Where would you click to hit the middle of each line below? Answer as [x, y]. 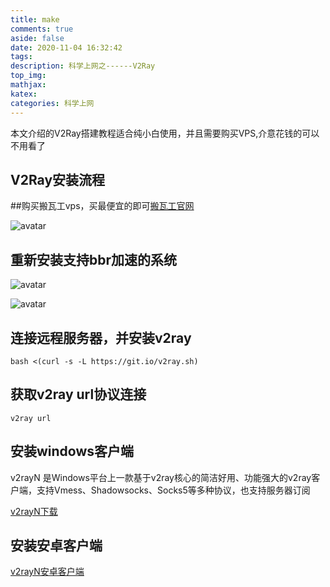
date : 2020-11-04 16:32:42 [66, 47]
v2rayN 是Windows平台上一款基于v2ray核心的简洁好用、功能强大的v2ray [161, 477]
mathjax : [28, 85]
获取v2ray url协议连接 [78, 394]
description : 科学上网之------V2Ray [83, 66]
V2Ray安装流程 [58, 179]
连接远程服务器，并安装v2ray [101, 337]
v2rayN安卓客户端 [47, 572]
